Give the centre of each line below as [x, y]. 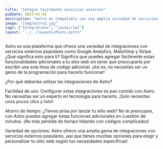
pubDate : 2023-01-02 [26, 14]
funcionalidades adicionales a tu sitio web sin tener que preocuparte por [78, 62]
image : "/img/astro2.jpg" [31, 23]
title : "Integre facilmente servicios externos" [55, 10]
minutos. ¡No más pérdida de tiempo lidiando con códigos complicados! [77, 121]
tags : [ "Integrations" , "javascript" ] [44, 28]
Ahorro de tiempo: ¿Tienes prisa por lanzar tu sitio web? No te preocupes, [79, 111]
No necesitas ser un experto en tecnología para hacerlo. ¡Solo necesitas [78, 96]
